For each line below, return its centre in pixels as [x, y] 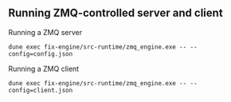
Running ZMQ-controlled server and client [115, 13]
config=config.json [41, 54]
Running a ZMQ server [45, 32]
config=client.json [41, 90]
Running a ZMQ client [44, 69]
